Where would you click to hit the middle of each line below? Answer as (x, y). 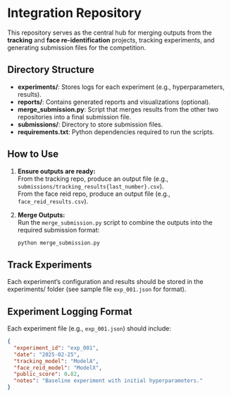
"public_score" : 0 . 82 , (47, 374)
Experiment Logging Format (70, 311)
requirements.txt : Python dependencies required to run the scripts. (116, 131)
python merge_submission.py (58, 243)
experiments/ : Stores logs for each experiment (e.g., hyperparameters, (121, 87)
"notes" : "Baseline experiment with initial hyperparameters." (108, 381)
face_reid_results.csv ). (53, 201)
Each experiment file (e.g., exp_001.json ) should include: (89, 328)
